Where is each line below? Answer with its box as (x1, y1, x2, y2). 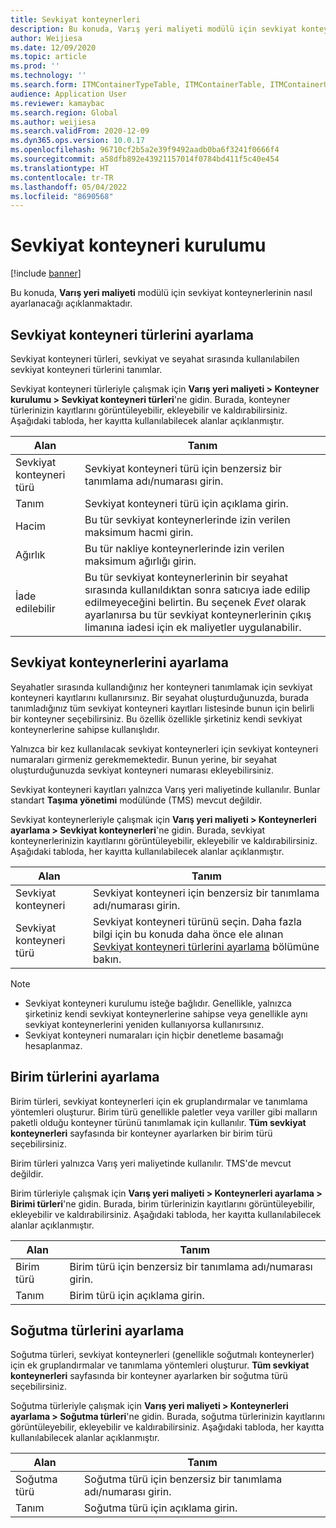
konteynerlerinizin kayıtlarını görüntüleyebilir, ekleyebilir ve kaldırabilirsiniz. (10, 834, 318, 846)
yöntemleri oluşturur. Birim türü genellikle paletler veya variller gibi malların (10, 1106, 318, 1118)
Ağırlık (15, 548, 46, 561)
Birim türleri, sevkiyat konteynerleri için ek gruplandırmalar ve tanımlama (10, 1095, 308, 1107)
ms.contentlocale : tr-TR (10, 172, 114, 183)
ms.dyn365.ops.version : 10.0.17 (10, 136, 145, 146)
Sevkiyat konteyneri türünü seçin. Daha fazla (92, 914, 302, 928)
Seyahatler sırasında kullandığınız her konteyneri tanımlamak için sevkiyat (10, 681, 313, 693)
